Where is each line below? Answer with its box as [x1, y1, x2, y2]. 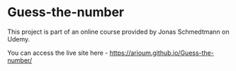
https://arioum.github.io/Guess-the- [109, 49, 214, 57]
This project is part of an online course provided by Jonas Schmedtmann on [7, 27, 230, 36]
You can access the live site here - [7, 49, 108, 57]
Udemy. [7, 34, 30, 43]
